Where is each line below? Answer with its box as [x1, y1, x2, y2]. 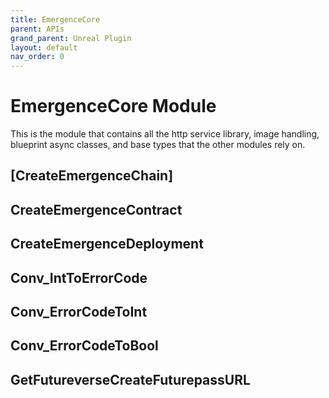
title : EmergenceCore [10, 14, 101, 25]
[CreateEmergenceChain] [10, 167, 174, 185]
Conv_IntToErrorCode [10, 269, 148, 286]
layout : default [10, 42, 78, 53]
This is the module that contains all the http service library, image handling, [10, 128, 320, 140]
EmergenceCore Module [10, 95, 217, 118]
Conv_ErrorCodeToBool [10, 337, 159, 355]
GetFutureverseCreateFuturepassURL [10, 371, 251, 388]
